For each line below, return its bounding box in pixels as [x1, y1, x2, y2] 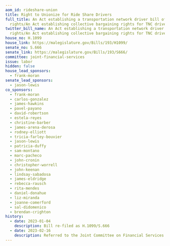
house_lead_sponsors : [5, 69, 51, 74]
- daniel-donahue [10, 190, 47, 195]
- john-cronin [10, 158, 39, 163]
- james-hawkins [10, 102, 44, 107]
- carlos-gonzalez [10, 96, 49, 102]
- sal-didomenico [10, 205, 47, 210]
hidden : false [5, 64, 35, 69]
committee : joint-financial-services [5, 54, 85, 60]
